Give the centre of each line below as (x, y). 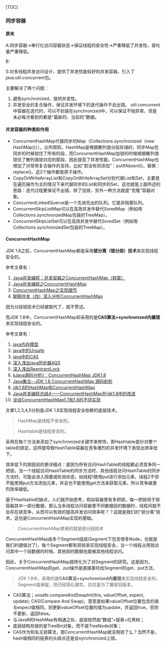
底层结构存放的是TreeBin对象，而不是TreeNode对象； (67, 626)
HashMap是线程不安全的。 (45, 420)
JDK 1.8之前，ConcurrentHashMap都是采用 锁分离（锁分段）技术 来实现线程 (82, 250)
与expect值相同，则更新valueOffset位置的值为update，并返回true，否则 (86, 607)
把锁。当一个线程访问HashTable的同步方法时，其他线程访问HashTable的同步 (83, 471)
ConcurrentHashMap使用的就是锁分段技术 (61, 528)
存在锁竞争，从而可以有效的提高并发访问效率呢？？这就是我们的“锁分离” (83, 511)
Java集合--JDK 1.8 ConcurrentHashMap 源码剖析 (63, 381)
